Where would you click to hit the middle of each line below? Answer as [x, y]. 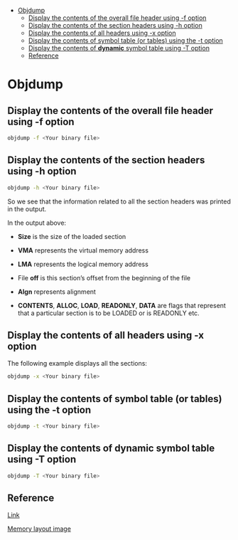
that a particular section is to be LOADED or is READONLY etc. [109, 313]
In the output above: [37, 223]
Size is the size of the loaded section [72, 236]
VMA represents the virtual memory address [83, 250]
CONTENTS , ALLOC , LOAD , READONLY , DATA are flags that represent [121, 305]
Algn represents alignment [56, 292]
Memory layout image [39, 529]
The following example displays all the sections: [77, 364]
